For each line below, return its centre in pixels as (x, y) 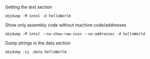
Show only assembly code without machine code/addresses (66, 25)
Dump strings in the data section (38, 43)
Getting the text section (29, 7)
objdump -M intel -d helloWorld (38, 16)
